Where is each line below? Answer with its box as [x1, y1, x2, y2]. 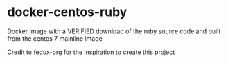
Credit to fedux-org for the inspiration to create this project [7, 48, 175, 56]
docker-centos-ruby [7, 4, 128, 20]
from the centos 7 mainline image [7, 34, 103, 42]
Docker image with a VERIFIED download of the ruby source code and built [7, 27, 221, 35]
